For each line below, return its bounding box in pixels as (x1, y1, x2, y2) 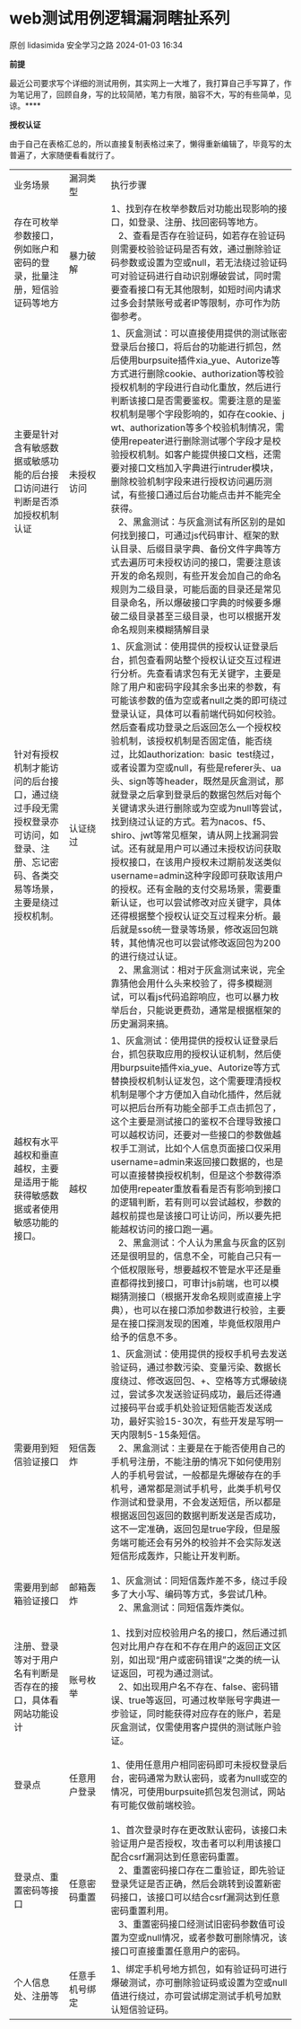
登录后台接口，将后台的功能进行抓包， (110, 340, 273, 353)
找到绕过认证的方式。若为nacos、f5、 (110, 815, 271, 827)
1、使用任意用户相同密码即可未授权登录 (110, 1759, 279, 1771)
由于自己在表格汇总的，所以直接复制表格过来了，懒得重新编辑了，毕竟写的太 (9, 138, 292, 149)
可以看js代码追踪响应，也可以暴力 (128, 990, 271, 1002)
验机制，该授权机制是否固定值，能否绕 (110, 734, 273, 746)
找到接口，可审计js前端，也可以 (137, 1276, 271, 1289)
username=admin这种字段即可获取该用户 (110, 869, 284, 881)
